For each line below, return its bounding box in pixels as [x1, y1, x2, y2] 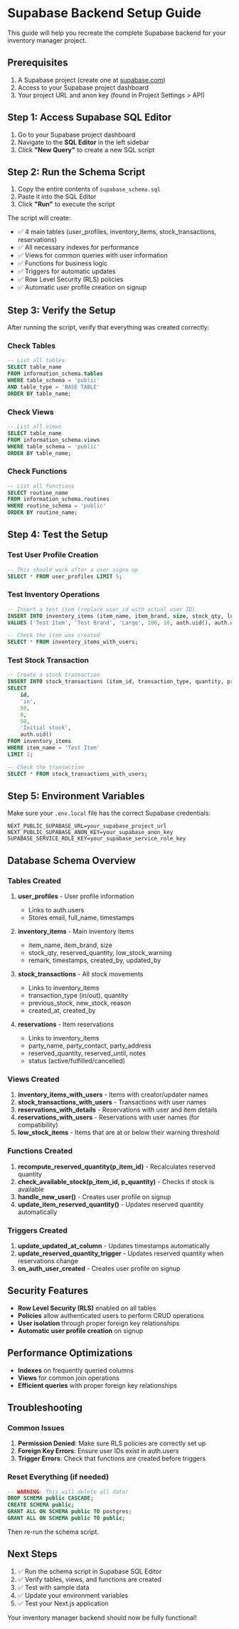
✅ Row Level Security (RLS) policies [17, 275, 124, 284]
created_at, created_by [28, 1006, 96, 1015]
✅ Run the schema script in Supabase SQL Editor [17, 1567, 162, 1576]
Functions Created [7, 1146, 73, 1156]
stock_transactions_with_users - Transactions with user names [17, 1098, 207, 1107]
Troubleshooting [7, 1402, 83, 1414]
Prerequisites [7, 57, 68, 69]
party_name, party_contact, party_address [28, 1041, 152, 1050]
